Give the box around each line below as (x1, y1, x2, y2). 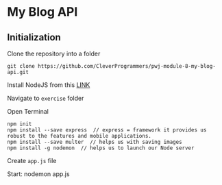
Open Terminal (7, 108, 49, 115)
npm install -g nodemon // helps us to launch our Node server (7, 145, 195, 151)
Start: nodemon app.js (7, 170, 70, 178)
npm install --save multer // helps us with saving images (7, 138, 183, 145)
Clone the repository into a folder (7, 49, 101, 58)
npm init (7, 121, 32, 127)
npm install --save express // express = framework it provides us (7, 127, 207, 134)
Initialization (7, 32, 62, 43)
